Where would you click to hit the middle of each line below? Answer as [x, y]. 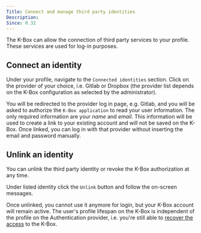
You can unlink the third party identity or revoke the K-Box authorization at [98, 169]
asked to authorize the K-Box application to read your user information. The [100, 110]
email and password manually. [43, 136]
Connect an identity [44, 65]
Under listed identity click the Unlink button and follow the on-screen [91, 187]
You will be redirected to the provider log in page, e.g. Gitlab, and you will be [100, 104]
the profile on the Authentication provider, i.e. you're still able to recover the [100, 217]
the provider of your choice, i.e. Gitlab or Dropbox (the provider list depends [100, 86]
